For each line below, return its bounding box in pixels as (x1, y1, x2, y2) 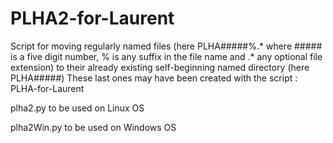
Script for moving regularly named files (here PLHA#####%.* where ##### (10, 40, 323, 52)
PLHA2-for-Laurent (10, 7, 175, 30)
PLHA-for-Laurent (10, 82, 85, 94)
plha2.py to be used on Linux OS (10, 102, 145, 114)
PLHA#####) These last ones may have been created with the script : (10, 72, 298, 84)
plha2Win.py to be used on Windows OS (10, 121, 177, 133)
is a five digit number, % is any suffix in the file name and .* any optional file (10, 50, 323, 62)
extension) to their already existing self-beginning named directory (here (10, 61, 310, 73)
